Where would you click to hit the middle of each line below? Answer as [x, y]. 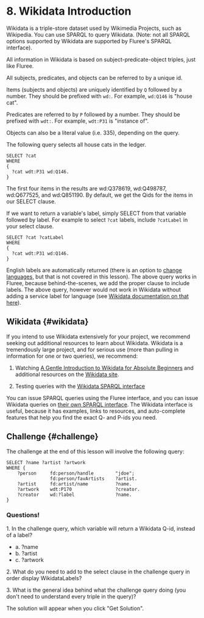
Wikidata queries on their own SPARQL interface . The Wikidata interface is [100, 404]
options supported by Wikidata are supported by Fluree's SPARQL [89, 41]
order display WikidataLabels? [44, 578]
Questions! [23, 515]
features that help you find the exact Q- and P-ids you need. [82, 417]
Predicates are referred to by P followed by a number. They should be [93, 114]
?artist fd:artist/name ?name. [75, 484]
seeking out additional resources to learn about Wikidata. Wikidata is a [95, 343]
